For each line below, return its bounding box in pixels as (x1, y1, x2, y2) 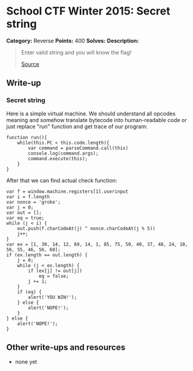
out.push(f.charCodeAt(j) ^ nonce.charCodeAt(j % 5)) (17, 225, 155, 231)
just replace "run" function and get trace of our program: (6, 123, 148, 130)
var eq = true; (6, 215, 45, 221)
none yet (15, 358, 38, 366)
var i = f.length (6, 193, 50, 200)
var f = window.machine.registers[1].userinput (6, 189, 129, 195)
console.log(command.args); (28, 150, 99, 156)
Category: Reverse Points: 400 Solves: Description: (6, 37, 139, 44)
